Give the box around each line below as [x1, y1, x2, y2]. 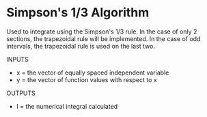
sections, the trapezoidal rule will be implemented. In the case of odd [6, 34, 201, 42]
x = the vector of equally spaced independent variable [16, 68, 169, 77]
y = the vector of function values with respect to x [16, 75, 158, 83]
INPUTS [6, 55, 29, 63]
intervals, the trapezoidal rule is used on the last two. [6, 42, 155, 50]
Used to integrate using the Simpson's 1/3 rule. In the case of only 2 [6, 27, 197, 36]
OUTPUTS [6, 89, 36, 97]
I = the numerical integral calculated [16, 102, 118, 110]
